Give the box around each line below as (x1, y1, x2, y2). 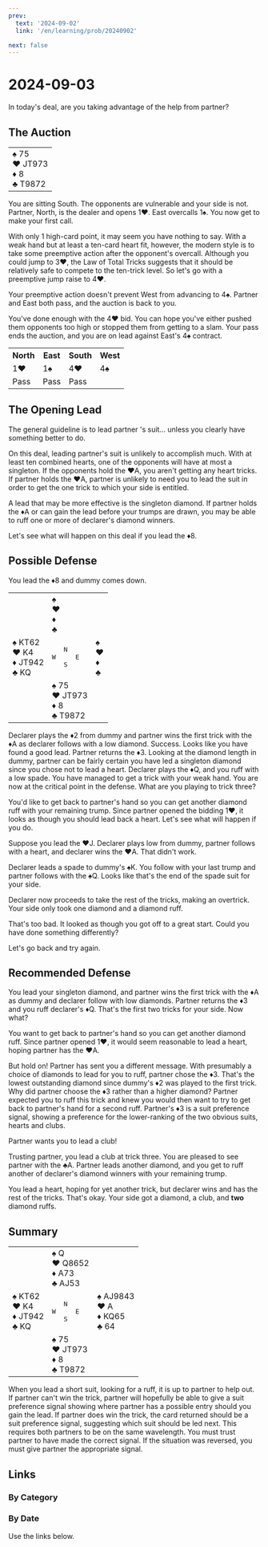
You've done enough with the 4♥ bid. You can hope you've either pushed (8, 314, 252, 323)
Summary (8, 1224, 58, 1238)
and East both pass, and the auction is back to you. (8, 298, 178, 307)
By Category (8, 1492, 58, 1503)
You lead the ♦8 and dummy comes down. (8, 575, 147, 585)
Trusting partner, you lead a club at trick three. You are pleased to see (8, 1152, 238, 1162)
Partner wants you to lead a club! (8, 1136, 118, 1146)
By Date (8, 1513, 40, 1525)
